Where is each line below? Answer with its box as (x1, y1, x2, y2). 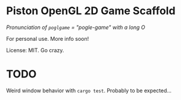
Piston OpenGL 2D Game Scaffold (6, 4, 176, 18)
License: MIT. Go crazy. (6, 46, 64, 54)
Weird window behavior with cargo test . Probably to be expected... (6, 87, 171, 94)
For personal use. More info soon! (6, 35, 89, 42)
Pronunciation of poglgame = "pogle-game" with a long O (6, 24, 146, 31)
